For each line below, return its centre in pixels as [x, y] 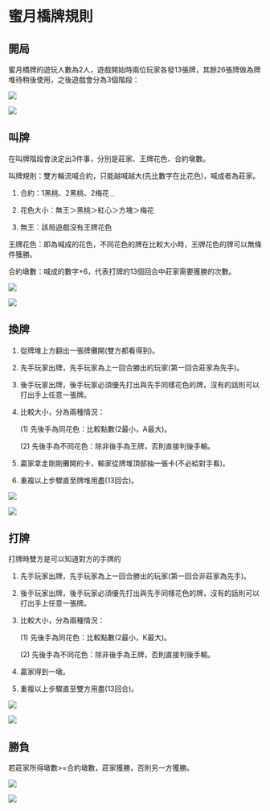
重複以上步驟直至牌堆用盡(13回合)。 [79, 480]
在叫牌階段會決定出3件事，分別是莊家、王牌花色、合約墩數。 [109, 159]
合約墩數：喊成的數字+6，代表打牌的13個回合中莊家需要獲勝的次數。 [122, 271]
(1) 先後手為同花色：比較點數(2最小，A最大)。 [96, 428]
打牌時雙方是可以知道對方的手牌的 [65, 559]
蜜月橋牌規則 [51, 17]
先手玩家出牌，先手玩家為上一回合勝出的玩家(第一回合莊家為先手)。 [132, 367]
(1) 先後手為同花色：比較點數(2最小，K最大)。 [95, 638]
